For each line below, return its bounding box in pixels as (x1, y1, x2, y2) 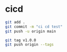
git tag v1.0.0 (5, 38, 36, 43)
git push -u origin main (5, 28, 56, 34)
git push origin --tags (5, 42, 54, 47)
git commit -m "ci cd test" (5, 24, 63, 29)
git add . (5, 20, 26, 25)
